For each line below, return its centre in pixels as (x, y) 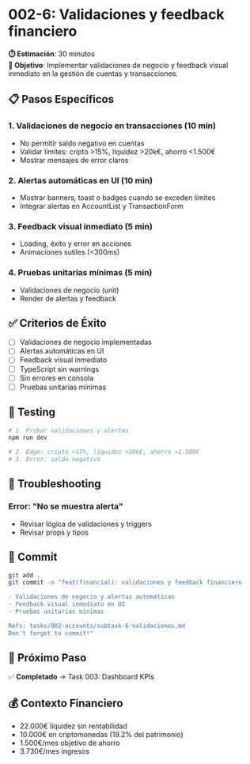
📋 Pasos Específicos (61, 99)
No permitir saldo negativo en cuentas (82, 143)
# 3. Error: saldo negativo (55, 460)
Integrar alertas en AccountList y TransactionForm (102, 206)
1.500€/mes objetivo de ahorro (70, 743)
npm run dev (28, 438)
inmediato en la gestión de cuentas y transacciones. (93, 74)
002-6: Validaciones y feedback (116, 15)
